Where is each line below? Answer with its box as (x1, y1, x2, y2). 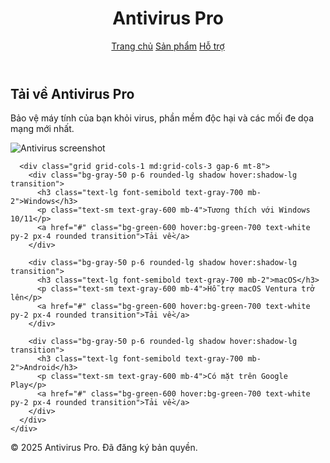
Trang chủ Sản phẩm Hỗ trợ (111, 40, 225, 52)
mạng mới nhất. (10, 123, 75, 135)
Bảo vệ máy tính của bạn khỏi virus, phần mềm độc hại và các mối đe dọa (10, 112, 315, 124)
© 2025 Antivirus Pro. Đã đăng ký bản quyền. (10, 442, 198, 454)
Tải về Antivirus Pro (10, 85, 135, 102)
